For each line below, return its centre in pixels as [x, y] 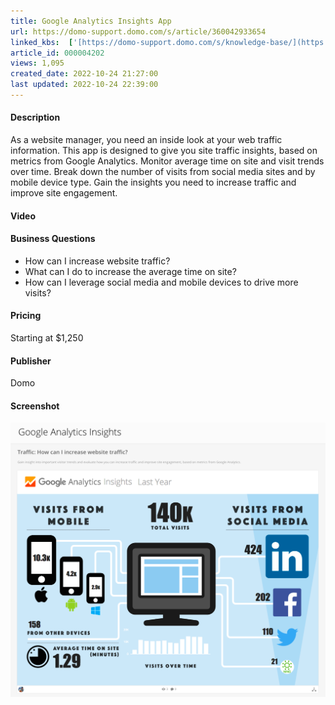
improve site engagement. [64, 193]
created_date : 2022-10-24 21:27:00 [84, 74]
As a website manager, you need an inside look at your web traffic [146, 140]
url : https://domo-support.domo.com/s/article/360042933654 [138, 31]
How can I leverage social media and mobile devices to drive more [161, 282]
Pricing [26, 316]
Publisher [31, 361]
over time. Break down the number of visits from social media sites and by [163, 172]
